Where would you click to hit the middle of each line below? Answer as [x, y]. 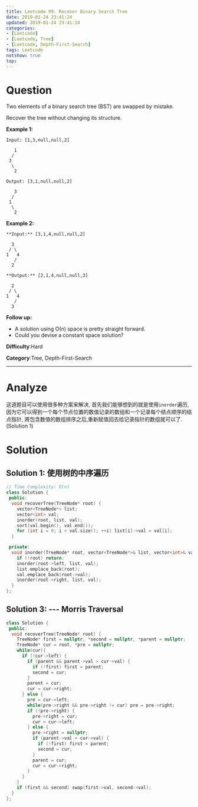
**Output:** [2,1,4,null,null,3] [47, 276]
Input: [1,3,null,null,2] [38, 140]
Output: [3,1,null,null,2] [39, 182]
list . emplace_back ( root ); [49, 569]
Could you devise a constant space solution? [69, 335]
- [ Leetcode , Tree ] [30, 39]
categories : [21, 28]
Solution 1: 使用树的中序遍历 [57, 473]
